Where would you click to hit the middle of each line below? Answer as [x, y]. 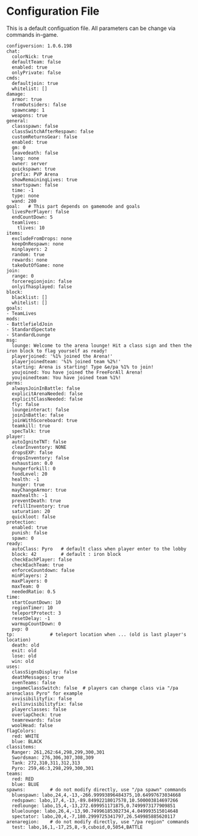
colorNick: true [32, 56]
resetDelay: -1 [31, 618]
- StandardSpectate [31, 329]
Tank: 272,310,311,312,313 [46, 763]
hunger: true [28, 484]
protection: [21, 522]
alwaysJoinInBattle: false [46, 388]
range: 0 [23, 276]
